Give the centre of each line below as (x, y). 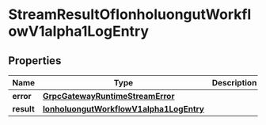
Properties (35, 61)
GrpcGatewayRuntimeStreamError (108, 96)
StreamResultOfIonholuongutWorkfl (130, 15)
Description (234, 83)
